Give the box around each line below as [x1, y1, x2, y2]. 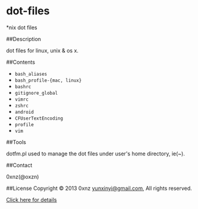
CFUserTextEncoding [14, 115, 64, 121]
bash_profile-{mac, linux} [14, 77, 82, 83]
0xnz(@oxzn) [6, 173, 39, 180]
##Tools [6, 138, 27, 145]
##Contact [6, 161, 33, 169]
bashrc [14, 83, 32, 90]
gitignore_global [14, 90, 58, 96]
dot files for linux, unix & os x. [6, 46, 79, 54]
